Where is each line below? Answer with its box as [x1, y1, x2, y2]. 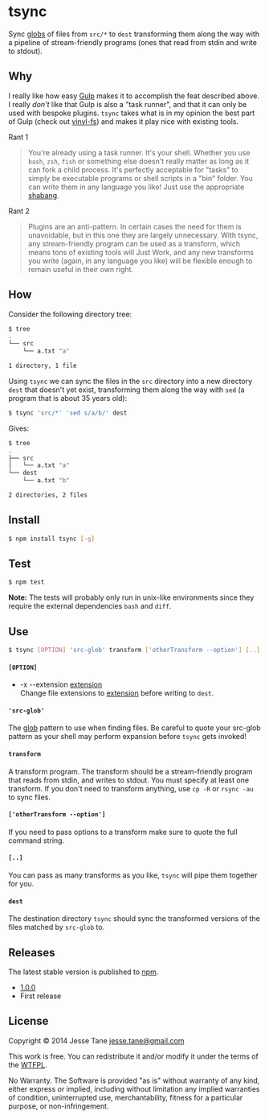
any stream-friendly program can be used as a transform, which [27, 238, 241, 248]
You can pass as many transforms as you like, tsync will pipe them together [8, 870, 259, 880]
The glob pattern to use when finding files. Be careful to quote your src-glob [8, 723, 261, 733]
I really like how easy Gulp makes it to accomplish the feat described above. [8, 91, 259, 101]
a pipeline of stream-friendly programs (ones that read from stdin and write [8, 37, 257, 47]
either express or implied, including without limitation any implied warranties [8, 1084, 260, 1093]
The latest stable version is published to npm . [8, 967, 159, 977]
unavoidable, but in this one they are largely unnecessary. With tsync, [27, 230, 259, 240]
